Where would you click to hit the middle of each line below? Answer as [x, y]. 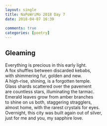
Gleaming [20, 53]
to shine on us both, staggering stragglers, [49, 102]
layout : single [21, 10]
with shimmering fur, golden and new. [44, 76]
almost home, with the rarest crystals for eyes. [53, 107]
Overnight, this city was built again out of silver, [54, 113]
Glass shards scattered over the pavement [48, 86]
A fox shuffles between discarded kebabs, [48, 70]
